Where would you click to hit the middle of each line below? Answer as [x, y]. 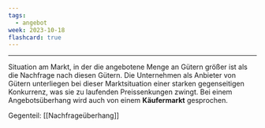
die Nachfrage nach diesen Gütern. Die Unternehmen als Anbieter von [122, 75]
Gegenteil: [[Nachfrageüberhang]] [64, 115]
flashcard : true [35, 37]
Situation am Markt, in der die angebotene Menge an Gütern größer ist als [128, 67]
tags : [17, 15]
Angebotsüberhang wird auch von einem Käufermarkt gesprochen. [118, 101]
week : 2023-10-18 [37, 30]
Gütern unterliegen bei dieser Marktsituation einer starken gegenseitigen [126, 84]
